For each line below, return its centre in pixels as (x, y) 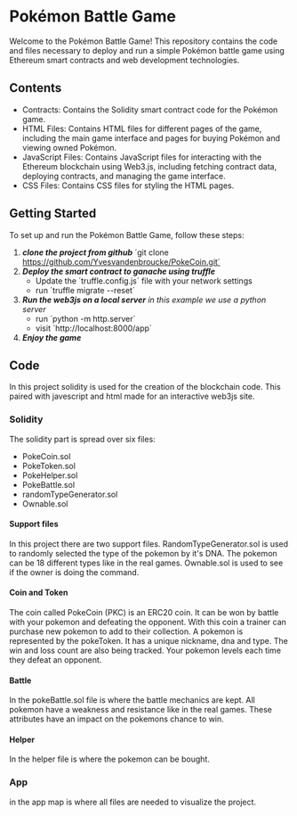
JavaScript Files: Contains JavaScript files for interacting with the (142, 157)
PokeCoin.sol (46, 456)
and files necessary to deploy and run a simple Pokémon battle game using (147, 50)
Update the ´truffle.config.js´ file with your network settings (144, 280)
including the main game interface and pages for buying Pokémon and (151, 138)
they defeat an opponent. (56, 660)
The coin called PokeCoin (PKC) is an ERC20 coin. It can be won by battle (144, 613)
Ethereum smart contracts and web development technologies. (124, 60)
